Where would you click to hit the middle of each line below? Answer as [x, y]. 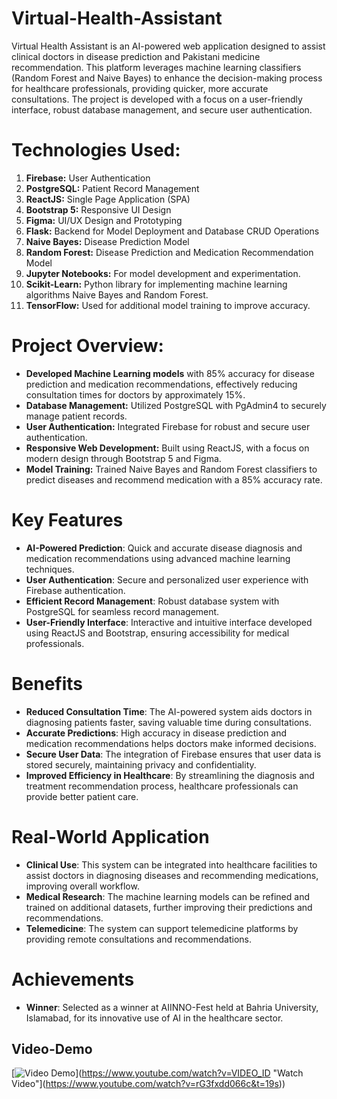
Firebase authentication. [75, 590]
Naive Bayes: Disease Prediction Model [107, 241]
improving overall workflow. [82, 886]
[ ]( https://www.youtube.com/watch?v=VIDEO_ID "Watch [157, 1073]
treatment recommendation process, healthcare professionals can [162, 786]
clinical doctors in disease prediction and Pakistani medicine [136, 56]
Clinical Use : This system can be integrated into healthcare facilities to [171, 864]
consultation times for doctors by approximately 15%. [135, 394]
